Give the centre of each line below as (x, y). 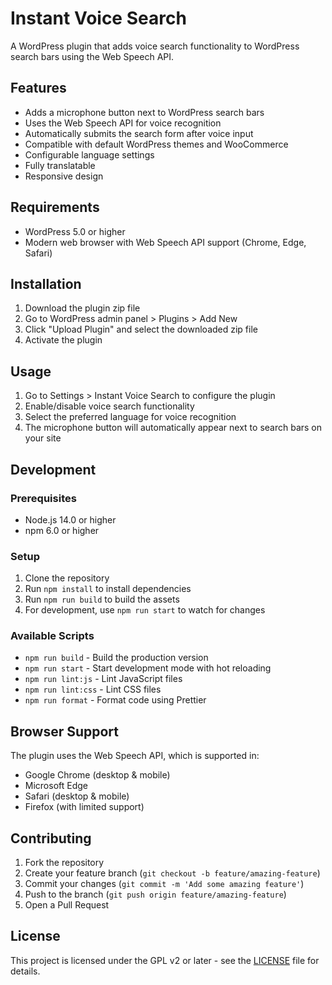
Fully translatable (60, 165)
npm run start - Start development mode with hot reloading (148, 668)
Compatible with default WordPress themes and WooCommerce (156, 144)
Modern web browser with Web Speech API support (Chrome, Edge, (165, 242)
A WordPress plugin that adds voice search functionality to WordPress (155, 46)
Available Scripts (52, 636)
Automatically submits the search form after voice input (139, 133)
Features (38, 88)
